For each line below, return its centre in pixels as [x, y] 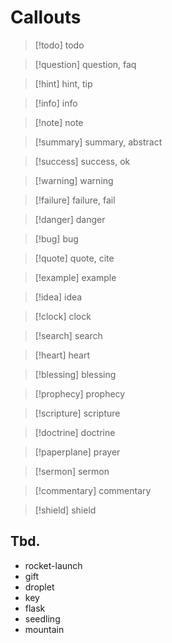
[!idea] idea [58, 297]
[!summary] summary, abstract [98, 142]
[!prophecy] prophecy [80, 393]
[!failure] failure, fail [75, 200]
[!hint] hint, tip [63, 83]
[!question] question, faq [85, 64]
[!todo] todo [59, 45]
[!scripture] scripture [77, 413]
